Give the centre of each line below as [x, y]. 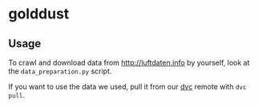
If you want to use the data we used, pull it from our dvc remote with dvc [127, 86]
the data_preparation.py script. [60, 71]
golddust [39, 14]
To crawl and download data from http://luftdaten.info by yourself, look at [129, 62]
